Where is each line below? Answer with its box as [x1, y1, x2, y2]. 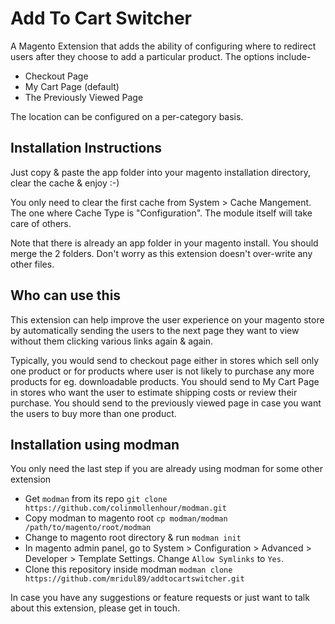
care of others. [10, 217, 72, 229]
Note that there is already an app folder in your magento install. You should [10, 237, 319, 249]
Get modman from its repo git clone [24, 493, 168, 505]
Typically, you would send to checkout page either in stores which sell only [10, 354, 320, 366]
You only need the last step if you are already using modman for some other [10, 463, 323, 475]
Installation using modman [10, 436, 180, 453]
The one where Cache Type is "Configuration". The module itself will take [10, 207, 313, 219]
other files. [10, 258, 55, 270]
